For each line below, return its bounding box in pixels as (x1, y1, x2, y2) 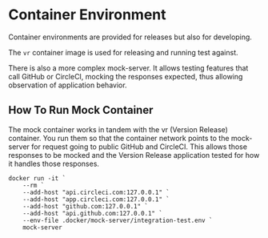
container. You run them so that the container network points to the (8, 133, 230, 143)
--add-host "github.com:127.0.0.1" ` (22, 202, 149, 210)
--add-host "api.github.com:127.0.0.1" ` (22, 209, 162, 217)
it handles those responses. (8, 159, 100, 168)
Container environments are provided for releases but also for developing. (8, 32, 252, 42)
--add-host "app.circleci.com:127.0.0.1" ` (22, 195, 170, 204)
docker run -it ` (8, 174, 66, 182)
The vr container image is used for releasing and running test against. (8, 47, 238, 57)
